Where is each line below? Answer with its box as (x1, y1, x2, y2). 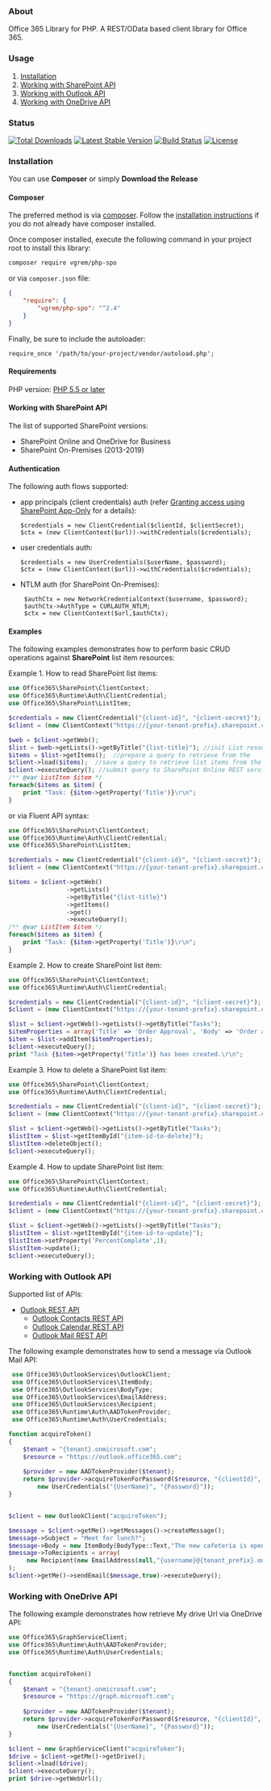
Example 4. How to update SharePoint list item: (8, 1161, 165, 1171)
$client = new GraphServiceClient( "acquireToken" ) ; (8, 1744, 186, 1753)
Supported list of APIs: (8, 1289, 83, 1299)
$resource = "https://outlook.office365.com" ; (23, 1452, 182, 1460)
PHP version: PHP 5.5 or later (8, 384, 106, 394)
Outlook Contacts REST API (31, 1313, 123, 1323)
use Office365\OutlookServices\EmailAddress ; (11, 1393, 168, 1401)
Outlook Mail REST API (31, 1330, 107, 1340)
